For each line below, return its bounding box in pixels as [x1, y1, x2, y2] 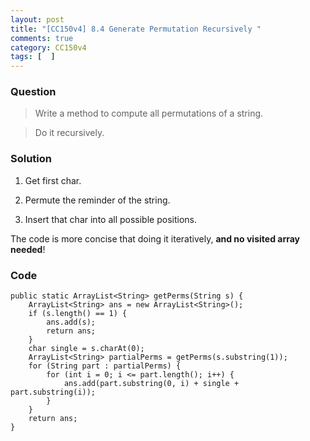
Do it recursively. [34, 127, 105, 139]
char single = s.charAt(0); [28, 344, 145, 354]
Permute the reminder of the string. [24, 194, 171, 206]
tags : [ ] [10, 52, 56, 62]
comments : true [10, 33, 74, 43]
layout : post [10, 14, 65, 25]
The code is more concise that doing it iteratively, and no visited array [10, 232, 301, 245]
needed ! [10, 243, 46, 255]
